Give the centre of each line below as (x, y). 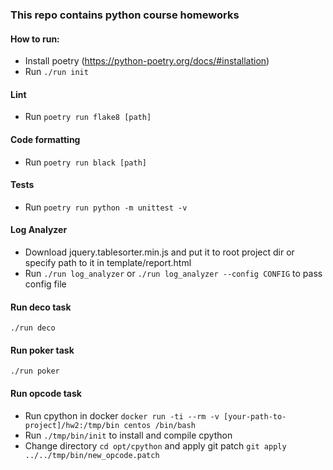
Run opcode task (46, 393)
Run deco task (41, 307)
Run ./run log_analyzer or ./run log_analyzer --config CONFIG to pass (173, 273)
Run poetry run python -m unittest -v (106, 207)
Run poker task (42, 350)
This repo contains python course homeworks (125, 15)
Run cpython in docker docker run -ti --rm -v (122, 415)
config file (45, 284)
